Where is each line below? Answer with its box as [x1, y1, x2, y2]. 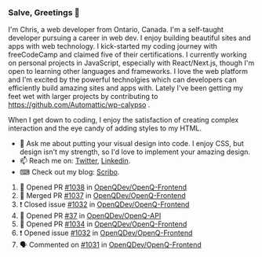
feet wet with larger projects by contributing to [8, 92, 158, 101]
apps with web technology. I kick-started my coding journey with [8, 42, 217, 51]
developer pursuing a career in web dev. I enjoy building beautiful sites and [8, 33, 251, 42]
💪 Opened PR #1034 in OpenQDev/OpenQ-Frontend [19, 219, 187, 229]
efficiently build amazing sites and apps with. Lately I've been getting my [8, 83, 243, 93]
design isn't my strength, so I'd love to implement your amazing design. [19, 147, 251, 156]
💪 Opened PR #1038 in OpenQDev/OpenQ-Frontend [19, 182, 187, 192]
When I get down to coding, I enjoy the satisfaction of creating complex [8, 116, 239, 125]
